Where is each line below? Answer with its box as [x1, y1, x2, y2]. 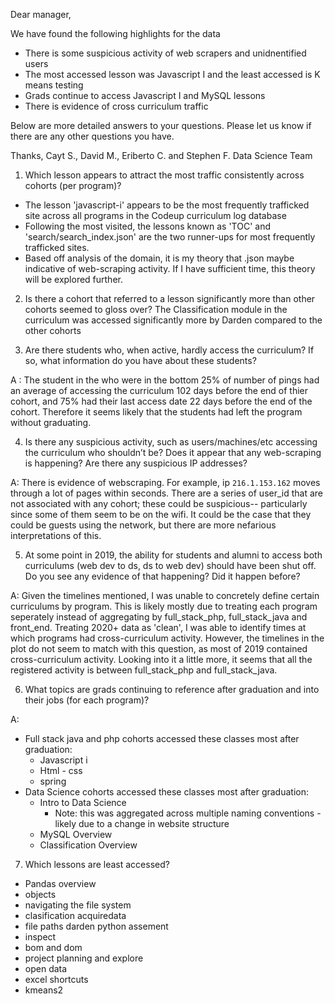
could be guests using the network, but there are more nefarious [10, 519, 277, 531]
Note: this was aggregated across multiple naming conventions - [54, 807, 322, 819]
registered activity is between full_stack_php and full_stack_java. [10, 664, 278, 676]
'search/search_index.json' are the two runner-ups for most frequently [24, 231, 316, 243]
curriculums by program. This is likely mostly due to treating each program [10, 600, 318, 612]
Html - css [39, 765, 83, 776]
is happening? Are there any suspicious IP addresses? [24, 457, 248, 469]
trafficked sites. [24, 242, 90, 253]
